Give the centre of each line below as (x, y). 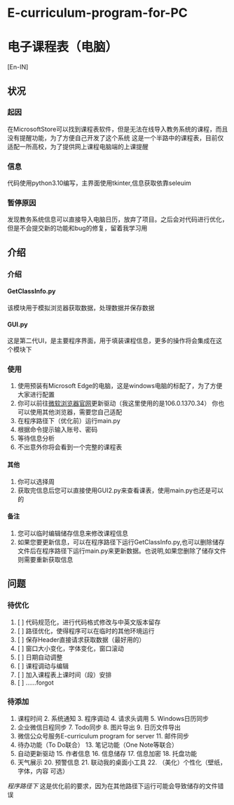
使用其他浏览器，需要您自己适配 (76, 412)
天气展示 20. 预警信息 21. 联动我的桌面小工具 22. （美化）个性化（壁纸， (122, 762)
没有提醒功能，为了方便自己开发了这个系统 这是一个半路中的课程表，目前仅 (116, 137)
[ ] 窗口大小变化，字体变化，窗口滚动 (70, 648)
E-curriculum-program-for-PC (97, 13)
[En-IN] (18, 67)
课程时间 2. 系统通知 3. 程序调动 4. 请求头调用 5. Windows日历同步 (113, 718)
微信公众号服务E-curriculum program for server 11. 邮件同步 (103, 736)
